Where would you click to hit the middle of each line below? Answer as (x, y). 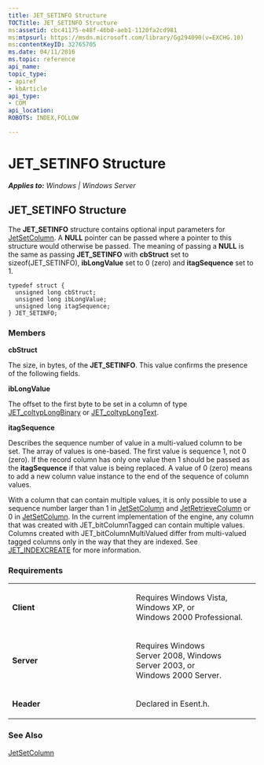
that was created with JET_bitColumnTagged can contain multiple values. (126, 525)
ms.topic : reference (42, 60)
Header (26, 704)
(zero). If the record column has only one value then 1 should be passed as (129, 459)
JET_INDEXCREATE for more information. (75, 550)
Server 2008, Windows (179, 656)
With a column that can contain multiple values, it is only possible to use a (128, 500)
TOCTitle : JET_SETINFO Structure (63, 23)
